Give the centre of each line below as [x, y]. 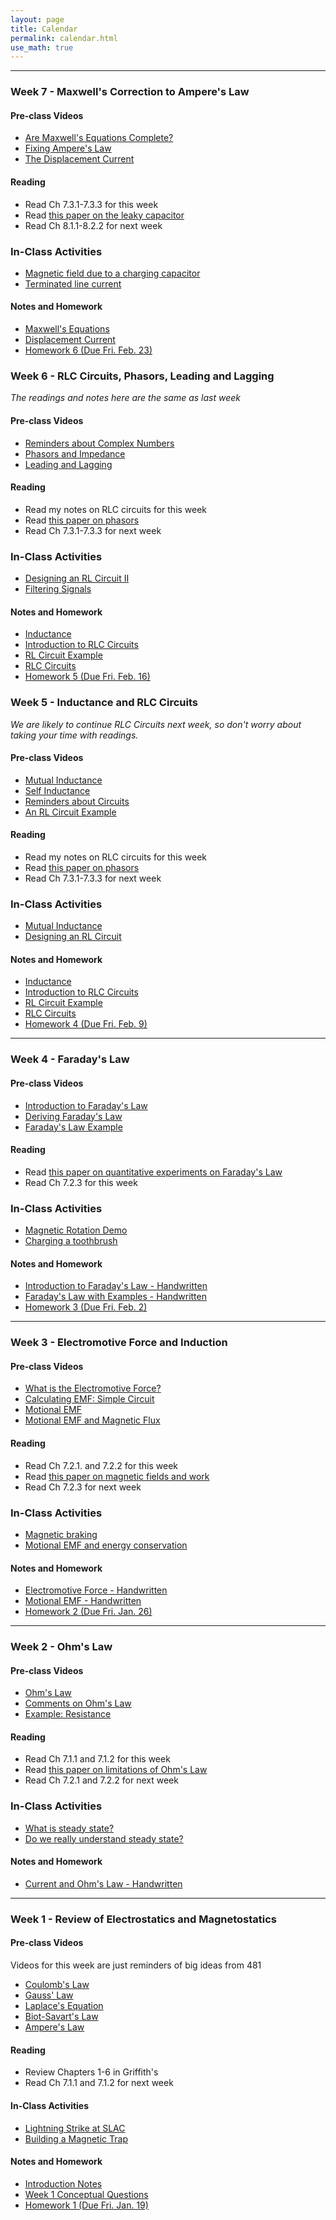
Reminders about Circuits [77, 801]
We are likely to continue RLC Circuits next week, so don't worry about [156, 724]
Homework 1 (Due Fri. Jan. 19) [86, 2205]
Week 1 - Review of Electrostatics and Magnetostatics [143, 1919]
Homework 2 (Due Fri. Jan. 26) [88, 1612]
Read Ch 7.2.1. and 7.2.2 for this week [101, 1465]
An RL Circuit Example [70, 812]
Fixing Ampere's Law [68, 148]
